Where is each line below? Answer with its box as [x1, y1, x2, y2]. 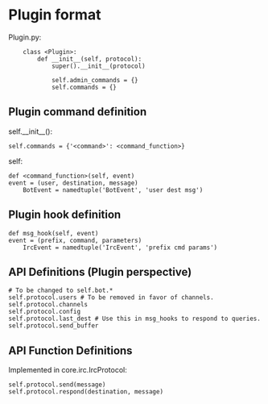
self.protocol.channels [8, 301, 89, 309]
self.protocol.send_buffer [8, 322, 99, 330]
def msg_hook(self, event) [8, 229, 99, 237]
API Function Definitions [8, 344, 133, 357]
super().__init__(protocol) [51, 62, 146, 70]
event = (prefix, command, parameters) [8, 236, 142, 244]
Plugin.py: [8, 32, 42, 42]
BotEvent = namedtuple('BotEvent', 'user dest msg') [23, 185, 204, 194]
